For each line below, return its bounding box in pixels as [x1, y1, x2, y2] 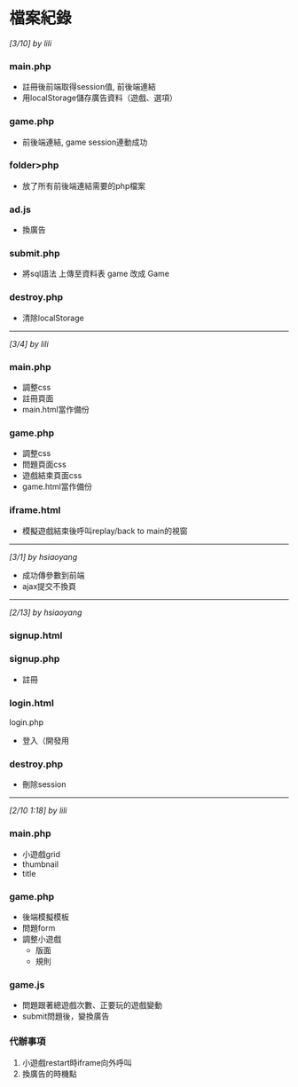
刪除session [21, 779, 67, 790]
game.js [9, 978, 45, 990]
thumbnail [21, 858, 59, 870]
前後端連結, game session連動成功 [21, 137, 148, 147]
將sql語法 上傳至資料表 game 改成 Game [21, 268, 170, 280]
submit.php [9, 248, 60, 260]
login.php [9, 717, 44, 728]
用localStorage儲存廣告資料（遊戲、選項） [21, 92, 177, 103]
